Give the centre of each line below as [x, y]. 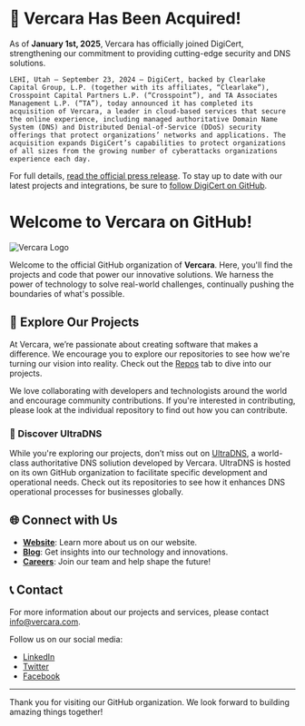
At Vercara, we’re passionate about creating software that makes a [134, 344]
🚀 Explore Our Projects [74, 323]
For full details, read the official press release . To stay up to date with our [146, 175]
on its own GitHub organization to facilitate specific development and [138, 472]
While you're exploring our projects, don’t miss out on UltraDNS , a [133, 453]
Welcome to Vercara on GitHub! [131, 222]
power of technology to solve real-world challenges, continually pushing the [152, 284]
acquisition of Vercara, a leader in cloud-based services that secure [148, 111]
